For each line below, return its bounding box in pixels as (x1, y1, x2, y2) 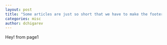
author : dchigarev (5, 21, 43, 26)
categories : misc (5, 16, 41, 21)
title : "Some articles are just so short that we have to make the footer (5, 12, 164, 17)
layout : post (5, 7, 32, 12)
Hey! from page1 (5, 34, 39, 40)
